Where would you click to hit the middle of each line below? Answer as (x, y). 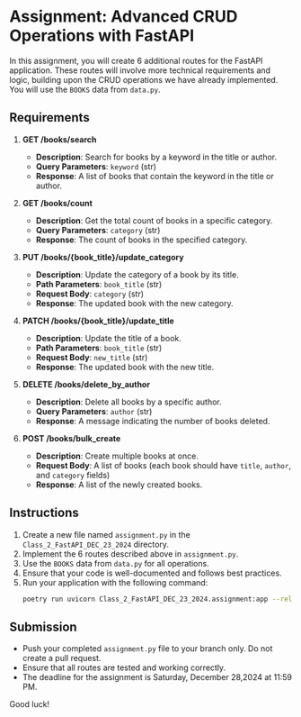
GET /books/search (59, 139)
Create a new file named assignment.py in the (106, 534)
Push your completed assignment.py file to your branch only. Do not (147, 649)
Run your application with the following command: (115, 582)
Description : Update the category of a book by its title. (137, 274)
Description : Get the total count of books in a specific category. (154, 220)
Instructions (44, 513)
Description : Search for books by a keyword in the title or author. (156, 157)
